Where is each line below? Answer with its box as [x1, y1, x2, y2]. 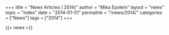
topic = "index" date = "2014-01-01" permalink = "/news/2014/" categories [5, 9, 162, 15]
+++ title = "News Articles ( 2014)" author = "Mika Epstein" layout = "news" [5, 4, 164, 10]
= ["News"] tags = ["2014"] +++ [5, 15, 73, 20]
